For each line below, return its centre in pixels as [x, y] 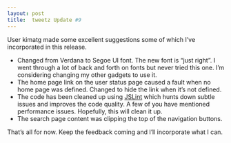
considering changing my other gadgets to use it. [87, 75]
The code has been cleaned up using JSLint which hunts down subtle [116, 96]
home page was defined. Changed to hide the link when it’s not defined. [119, 89]
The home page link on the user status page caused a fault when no [114, 82]
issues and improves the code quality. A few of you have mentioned [113, 104]
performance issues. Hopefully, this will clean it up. [90, 111]
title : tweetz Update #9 [44, 20]
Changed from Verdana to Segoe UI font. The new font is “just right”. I [116, 60]
